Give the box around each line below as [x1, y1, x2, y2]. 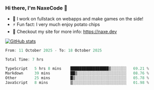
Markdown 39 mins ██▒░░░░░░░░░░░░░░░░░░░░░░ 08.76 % [5, 70, 149, 75]
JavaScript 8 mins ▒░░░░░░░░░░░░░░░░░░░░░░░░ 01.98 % [5, 80, 149, 85]
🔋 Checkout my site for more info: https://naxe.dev [12, 28, 117, 34]
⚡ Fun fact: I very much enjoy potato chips [12, 21, 100, 27]
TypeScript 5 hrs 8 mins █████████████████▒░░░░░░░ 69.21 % [5, 66, 149, 71]
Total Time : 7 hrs [5, 57, 44, 62]
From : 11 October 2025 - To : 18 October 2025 [5, 48, 102, 53]
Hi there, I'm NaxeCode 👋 [5, 4, 68, 11]
